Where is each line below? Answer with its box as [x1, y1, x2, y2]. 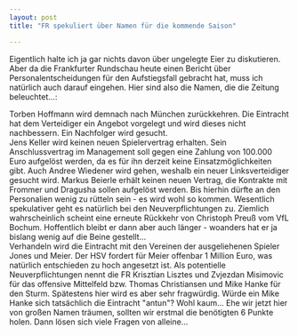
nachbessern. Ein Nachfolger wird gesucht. [9, 127, 168, 138]
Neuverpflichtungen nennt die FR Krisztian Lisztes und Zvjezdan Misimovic [9, 268, 285, 280]
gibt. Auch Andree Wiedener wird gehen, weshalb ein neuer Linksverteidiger [9, 165, 290, 176]
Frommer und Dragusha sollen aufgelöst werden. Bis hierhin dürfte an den [9, 184, 281, 195]
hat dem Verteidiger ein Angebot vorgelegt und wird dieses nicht [9, 117, 246, 129]
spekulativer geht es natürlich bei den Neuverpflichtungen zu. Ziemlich [9, 203, 270, 213]
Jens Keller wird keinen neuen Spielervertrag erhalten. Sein [9, 137, 227, 148]
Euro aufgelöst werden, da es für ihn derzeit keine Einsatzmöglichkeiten [9, 156, 272, 166]
